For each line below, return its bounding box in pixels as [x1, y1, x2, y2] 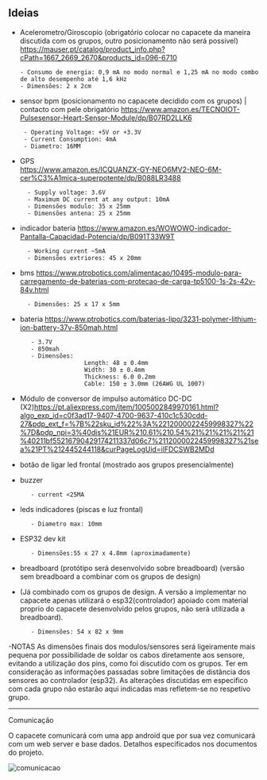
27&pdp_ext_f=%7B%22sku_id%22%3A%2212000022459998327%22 [19, 419, 254, 429]
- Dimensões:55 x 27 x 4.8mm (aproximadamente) [30, 549, 192, 557]
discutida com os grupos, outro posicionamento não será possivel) [19, 36, 238, 45]
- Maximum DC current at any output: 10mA [27, 195, 170, 204]
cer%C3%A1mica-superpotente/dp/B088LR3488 [19, 173, 181, 182]
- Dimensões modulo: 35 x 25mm [27, 202, 131, 210]
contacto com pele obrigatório [19, 104, 119, 114]
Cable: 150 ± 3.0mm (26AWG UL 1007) [83, 379, 206, 388]
